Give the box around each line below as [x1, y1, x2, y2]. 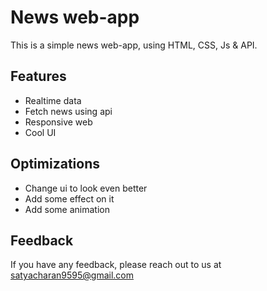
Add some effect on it [24, 192, 115, 205]
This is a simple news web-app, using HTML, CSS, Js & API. [10, 39, 258, 51]
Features [10, 68, 67, 85]
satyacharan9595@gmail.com [10, 269, 134, 281]
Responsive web [24, 116, 93, 128]
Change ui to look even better [24, 182, 148, 194]
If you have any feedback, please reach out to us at [10, 259, 222, 271]
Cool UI [24, 126, 57, 138]
